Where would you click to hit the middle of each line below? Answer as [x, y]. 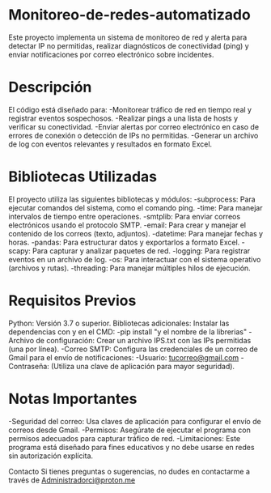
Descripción [50, 87]
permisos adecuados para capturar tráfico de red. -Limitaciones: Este [125, 438]
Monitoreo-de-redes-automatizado [129, 15]
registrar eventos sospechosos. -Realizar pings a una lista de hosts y [123, 118]
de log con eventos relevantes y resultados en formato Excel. [110, 144]
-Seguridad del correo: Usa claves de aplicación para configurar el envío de [135, 421]
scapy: [19, 251]
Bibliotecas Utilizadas [83, 177]
